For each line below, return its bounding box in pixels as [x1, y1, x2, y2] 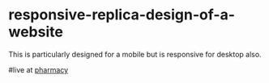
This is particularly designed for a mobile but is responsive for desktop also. [8, 49, 262, 59]
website [8, 23, 63, 41]
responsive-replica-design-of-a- [8, 6, 236, 24]
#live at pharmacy [8, 64, 69, 74]
